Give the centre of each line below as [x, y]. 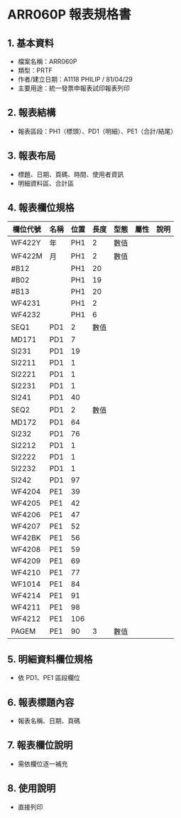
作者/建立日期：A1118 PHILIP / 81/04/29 [75, 79]
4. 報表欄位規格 [41, 208]
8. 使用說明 [32, 788]
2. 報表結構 [32, 113]
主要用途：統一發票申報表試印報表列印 [73, 88]
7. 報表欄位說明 [40, 745]
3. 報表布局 [32, 156]
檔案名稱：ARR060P [47, 62]
